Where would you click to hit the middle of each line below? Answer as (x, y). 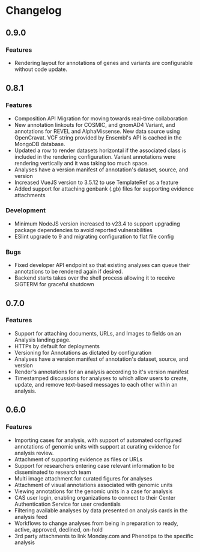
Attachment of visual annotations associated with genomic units (93, 485)
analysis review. (34, 453)
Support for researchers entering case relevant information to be (94, 465)
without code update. (41, 69)
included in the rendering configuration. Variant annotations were (95, 156)
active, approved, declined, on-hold (59, 529)
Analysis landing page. (42, 340)
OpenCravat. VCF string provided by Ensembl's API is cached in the (98, 137)
